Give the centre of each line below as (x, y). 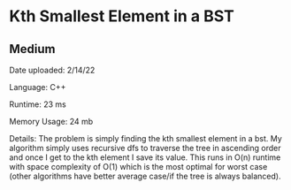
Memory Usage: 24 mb (51, 122)
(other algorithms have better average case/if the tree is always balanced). (145, 176)
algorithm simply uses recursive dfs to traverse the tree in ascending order (145, 148)
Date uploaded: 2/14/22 (52, 70)
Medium (32, 49)
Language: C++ (38, 87)
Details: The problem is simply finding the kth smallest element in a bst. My (146, 138)
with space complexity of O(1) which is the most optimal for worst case (138, 167)
